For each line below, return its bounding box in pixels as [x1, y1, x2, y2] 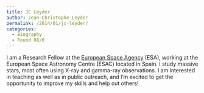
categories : [6, 26, 37, 32]
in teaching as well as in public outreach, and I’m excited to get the [6, 74, 174, 80]
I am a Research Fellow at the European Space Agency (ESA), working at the [6, 54, 199, 61]
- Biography [12, 32, 43, 38]
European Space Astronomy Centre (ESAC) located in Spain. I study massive [6, 60, 199, 67]
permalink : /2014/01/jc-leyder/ [6, 20, 88, 26]
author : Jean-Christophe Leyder [6, 15, 88, 21]
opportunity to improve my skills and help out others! [6, 80, 139, 87]
